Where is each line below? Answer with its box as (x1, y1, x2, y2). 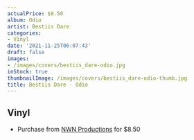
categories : (7, 29, 42, 37)
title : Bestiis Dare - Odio (7, 81, 89, 88)
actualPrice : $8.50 (7, 10, 64, 17)
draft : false (7, 49, 45, 56)
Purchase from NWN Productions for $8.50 (17, 125, 141, 134)
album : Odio (7, 17, 42, 24)
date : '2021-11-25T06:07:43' (7, 42, 91, 49)
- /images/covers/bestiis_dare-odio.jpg (7, 62, 126, 69)
